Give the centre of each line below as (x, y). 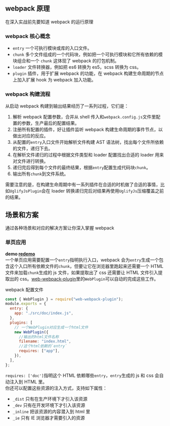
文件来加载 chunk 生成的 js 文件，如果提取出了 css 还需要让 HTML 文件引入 (82, 273)
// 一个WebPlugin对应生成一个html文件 (51, 327)
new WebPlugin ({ (32, 332)
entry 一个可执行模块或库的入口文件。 (52, 48)
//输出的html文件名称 (39, 337)
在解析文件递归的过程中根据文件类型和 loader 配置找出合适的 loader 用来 (88, 155)
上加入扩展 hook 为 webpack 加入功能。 (54, 80)
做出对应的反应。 (30, 136)
